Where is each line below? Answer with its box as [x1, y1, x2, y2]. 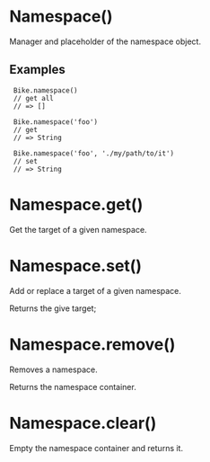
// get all [13, 93, 54, 102]
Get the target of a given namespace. [9, 224, 147, 235]
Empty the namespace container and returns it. [9, 442, 184, 453]
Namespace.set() [9, 255, 142, 276]
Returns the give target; [9, 303, 97, 314]
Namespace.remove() [9, 334, 176, 354]
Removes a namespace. [9, 364, 98, 375]
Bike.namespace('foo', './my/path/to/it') [13, 148, 175, 158]
